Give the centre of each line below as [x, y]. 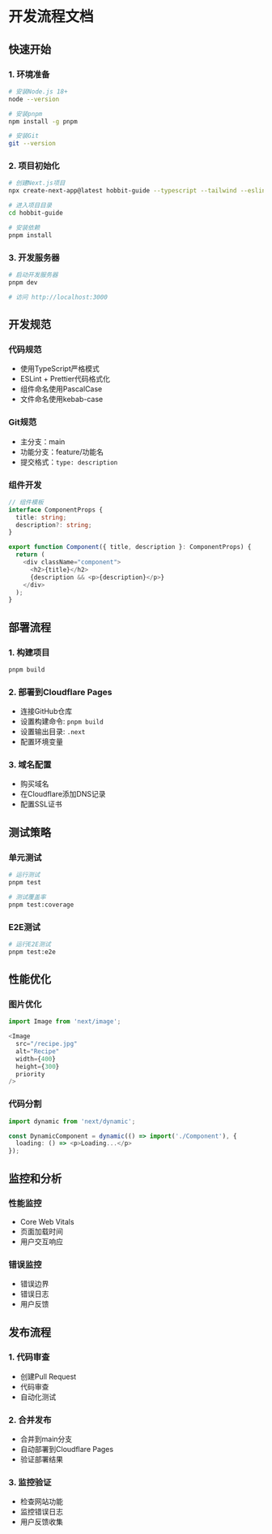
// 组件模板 [26, 502]
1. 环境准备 [29, 74]
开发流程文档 [51, 17]
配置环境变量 [41, 742]
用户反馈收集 [41, 1522]
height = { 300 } [38, 1066]
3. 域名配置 [30, 765]
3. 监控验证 [30, 1483]
